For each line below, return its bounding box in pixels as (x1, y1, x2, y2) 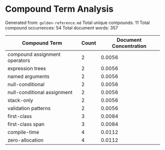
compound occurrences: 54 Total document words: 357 (5, 25, 118, 30)
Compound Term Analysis (5, 3, 114, 15)
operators (7, 57, 30, 64)
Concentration (112, 43, 146, 50)
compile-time (7, 128, 39, 135)
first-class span (7, 121, 45, 127)
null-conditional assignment (7, 89, 73, 96)
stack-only (7, 97, 33, 103)
